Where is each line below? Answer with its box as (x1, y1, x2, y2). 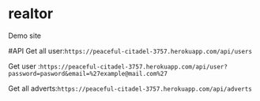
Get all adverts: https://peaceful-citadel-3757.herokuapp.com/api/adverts (8, 84, 253, 93)
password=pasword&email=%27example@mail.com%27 (8, 69, 168, 77)
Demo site (8, 31, 42, 40)
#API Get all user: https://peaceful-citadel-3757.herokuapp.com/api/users (8, 46, 253, 55)
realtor (8, 5, 54, 23)
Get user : (8, 61, 41, 71)
